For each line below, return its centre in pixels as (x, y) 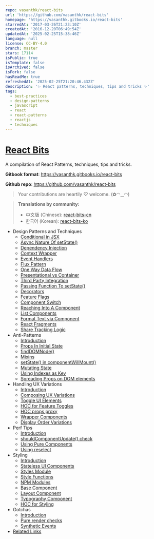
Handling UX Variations (37, 384)
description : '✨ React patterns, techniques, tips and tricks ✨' (78, 86)
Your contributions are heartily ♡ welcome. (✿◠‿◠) (74, 194)
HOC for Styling (37, 504)
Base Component (39, 488)
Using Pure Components (46, 444)
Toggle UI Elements (41, 400)
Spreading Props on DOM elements (58, 378)
